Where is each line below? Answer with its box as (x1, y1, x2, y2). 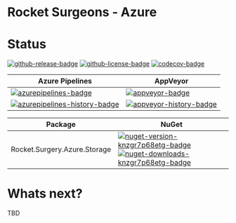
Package (46, 120, 76, 130)
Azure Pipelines (38, 76, 93, 86)
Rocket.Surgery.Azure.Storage (11, 144, 112, 154)
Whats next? (7, 186, 83, 202)
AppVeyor (154, 76, 189, 86)
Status (7, 36, 47, 53)
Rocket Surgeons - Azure (7, 4, 157, 20)
